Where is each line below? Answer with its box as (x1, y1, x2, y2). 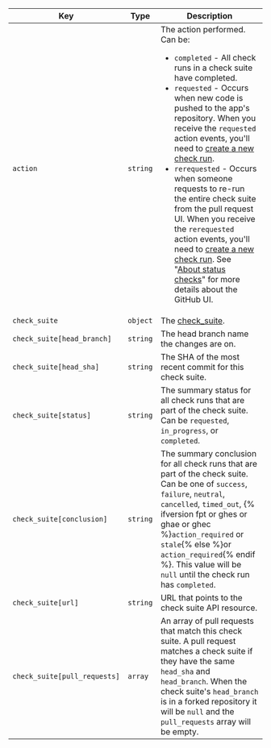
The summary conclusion (160, 448, 256, 459)
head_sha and (160, 666, 211, 676)
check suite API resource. (160, 602, 258, 613)
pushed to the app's (174, 102, 250, 114)
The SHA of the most (160, 351, 240, 362)
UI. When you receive (174, 214, 256, 224)
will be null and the (160, 706, 235, 717)
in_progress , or (160, 425, 219, 436)
